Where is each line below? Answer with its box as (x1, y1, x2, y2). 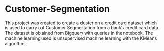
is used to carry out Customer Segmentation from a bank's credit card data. (5, 25, 160, 30)
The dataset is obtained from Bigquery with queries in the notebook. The (5, 30, 153, 36)
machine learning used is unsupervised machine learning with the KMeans (5, 35, 157, 41)
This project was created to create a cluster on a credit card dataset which (5, 20, 157, 25)
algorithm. (5, 40, 26, 46)
